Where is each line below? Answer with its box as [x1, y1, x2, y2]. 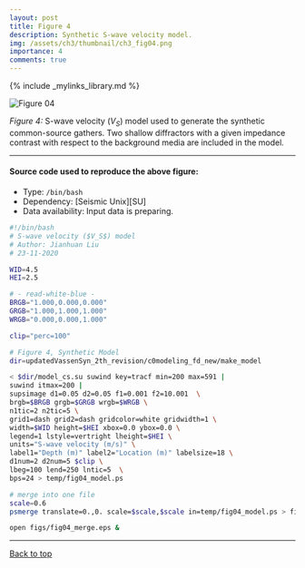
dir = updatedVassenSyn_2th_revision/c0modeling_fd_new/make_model [9, 356, 261, 366]
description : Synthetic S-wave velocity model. [9, 30, 193, 39]
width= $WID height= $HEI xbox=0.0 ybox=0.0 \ [9, 423, 181, 432]
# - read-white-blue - [9, 289, 95, 299]
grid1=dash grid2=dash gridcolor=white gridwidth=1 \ [9, 415, 218, 424]
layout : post [9, 13, 59, 23]
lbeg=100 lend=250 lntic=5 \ [9, 465, 124, 475]
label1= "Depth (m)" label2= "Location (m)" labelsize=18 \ [9, 448, 233, 458]
